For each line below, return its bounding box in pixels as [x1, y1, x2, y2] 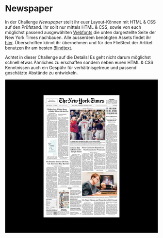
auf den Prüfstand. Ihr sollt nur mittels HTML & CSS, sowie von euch [5, 24, 142, 30]
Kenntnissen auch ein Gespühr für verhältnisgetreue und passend [5, 64, 137, 71]
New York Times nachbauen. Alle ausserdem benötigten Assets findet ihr [5, 35, 151, 40]
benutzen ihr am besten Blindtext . [5, 45, 73, 51]
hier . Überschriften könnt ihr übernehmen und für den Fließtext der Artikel [5, 39, 153, 45]
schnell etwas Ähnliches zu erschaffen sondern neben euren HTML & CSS [5, 59, 154, 65]
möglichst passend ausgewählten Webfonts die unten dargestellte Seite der [5, 29, 156, 35]
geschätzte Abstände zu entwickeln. [5, 70, 78, 75]
